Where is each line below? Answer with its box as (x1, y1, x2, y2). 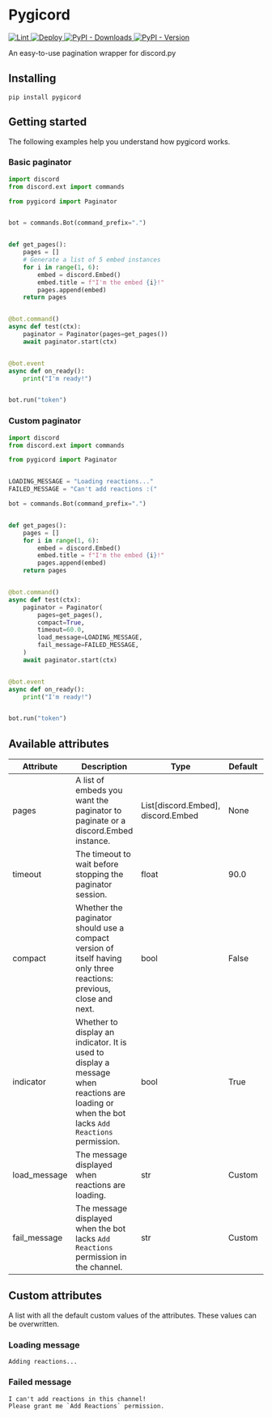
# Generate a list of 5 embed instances (23, 256, 161, 264)
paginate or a (75, 815, 126, 827)
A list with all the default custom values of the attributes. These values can (8, 1310, 257, 1320)
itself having (75, 953, 122, 964)
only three (75, 963, 115, 974)
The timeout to (75, 849, 131, 860)
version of (75, 943, 114, 954)
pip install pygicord (8, 93, 82, 101)
